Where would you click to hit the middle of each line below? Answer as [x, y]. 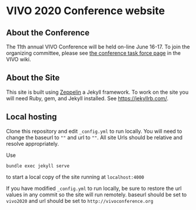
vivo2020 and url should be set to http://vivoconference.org [80, 201]
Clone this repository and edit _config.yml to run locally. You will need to [94, 131]
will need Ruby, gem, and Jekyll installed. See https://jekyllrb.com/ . [87, 98]
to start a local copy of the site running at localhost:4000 [75, 177]
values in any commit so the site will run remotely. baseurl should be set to [97, 194]
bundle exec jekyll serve [38, 166]
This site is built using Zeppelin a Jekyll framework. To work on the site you [97, 92]
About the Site [33, 78]
